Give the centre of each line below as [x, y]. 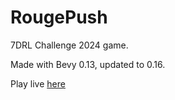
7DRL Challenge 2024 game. [69, 45]
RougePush [59, 17]
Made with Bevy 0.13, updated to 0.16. [88, 64]
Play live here [38, 83]
